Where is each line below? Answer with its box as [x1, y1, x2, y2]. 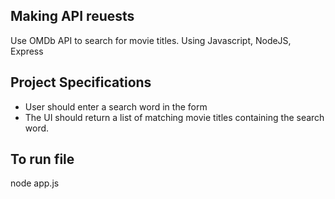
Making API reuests [10, 8, 135, 25]
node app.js [10, 177, 60, 189]
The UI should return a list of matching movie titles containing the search [24, 111, 325, 123]
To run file [10, 151, 75, 168]
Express [10, 45, 44, 57]
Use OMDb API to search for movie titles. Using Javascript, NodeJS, [10, 34, 292, 46]
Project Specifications [10, 74, 152, 91]
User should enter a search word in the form [24, 100, 208, 113]
